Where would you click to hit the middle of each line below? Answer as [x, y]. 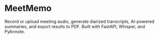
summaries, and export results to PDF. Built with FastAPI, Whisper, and [75, 26]
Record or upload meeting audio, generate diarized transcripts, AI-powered [79, 21]
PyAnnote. [15, 31]
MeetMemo [28, 8]
